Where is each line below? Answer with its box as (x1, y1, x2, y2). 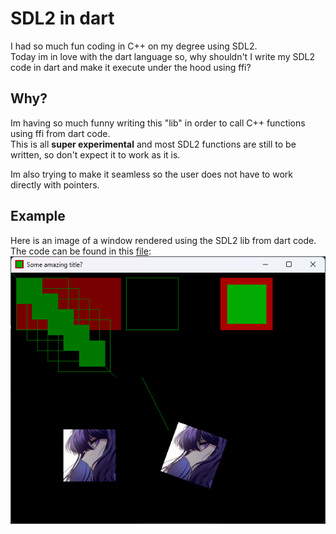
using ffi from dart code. (10, 127, 111, 139)
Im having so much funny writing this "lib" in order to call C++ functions (10, 117, 306, 129)
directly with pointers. (10, 178, 100, 191)
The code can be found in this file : (10, 245, 152, 257)
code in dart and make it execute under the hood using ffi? (10, 61, 252, 73)
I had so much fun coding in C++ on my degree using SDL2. (10, 40, 258, 52)
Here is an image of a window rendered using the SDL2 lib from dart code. (10, 234, 317, 246)
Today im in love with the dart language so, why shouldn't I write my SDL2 (10, 50, 316, 62)
